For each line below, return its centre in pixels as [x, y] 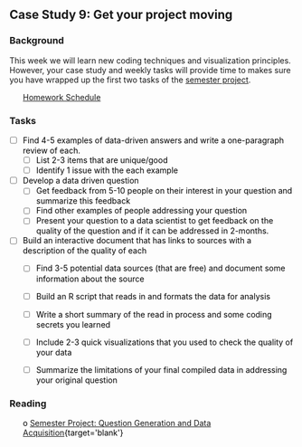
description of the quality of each [85, 251]
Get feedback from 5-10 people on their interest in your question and [164, 191]
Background [37, 41]
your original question [76, 380]
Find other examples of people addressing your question [142, 211]
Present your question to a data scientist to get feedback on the [155, 221]
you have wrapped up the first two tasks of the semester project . [130, 80]
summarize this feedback [83, 201]
